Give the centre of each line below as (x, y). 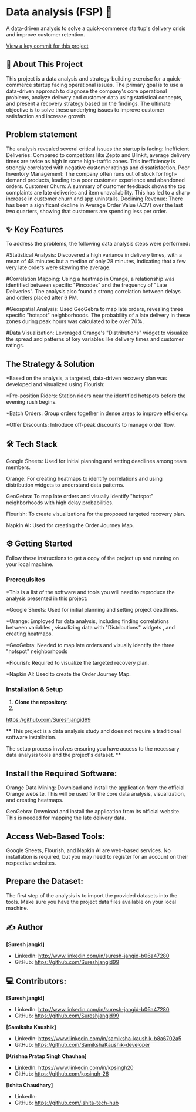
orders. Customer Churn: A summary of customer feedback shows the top (96, 186)
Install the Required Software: (62, 773)
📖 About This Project (45, 64)
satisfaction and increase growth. (46, 116)
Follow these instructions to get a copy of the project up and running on (93, 558)
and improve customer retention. (45, 34)
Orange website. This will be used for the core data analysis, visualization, (96, 794)
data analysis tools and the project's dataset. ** (64, 755)
